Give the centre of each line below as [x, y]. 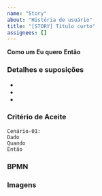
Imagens [22, 184]
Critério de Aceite [37, 117]
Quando [16, 143]
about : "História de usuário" [50, 20]
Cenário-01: [24, 131]
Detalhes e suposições [46, 70]
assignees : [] [27, 33]
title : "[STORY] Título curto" [51, 26]
